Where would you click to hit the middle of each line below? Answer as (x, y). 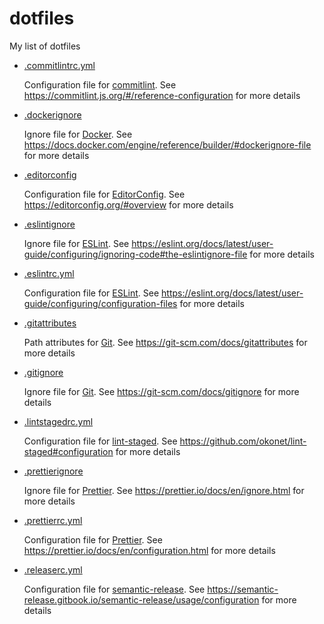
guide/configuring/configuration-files (100, 303)
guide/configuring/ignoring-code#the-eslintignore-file (135, 254)
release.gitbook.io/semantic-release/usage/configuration (141, 599)
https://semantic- (243, 589)
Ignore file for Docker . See (78, 134)
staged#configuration (68, 451)
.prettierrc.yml (53, 520)
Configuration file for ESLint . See (91, 293)
